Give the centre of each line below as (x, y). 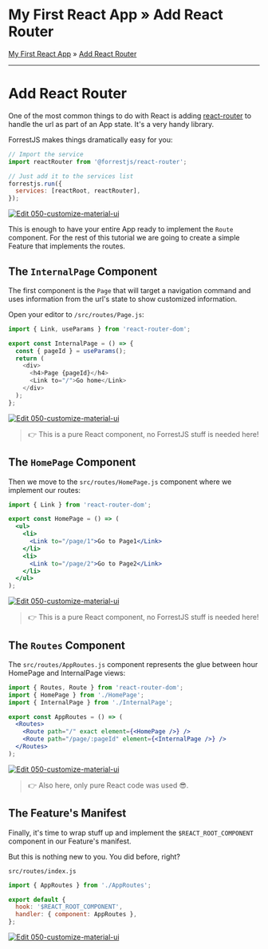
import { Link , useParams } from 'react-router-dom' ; (100, 329)
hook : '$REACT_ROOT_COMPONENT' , (69, 907)
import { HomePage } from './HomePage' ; (77, 695)
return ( (30, 358)
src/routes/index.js (43, 871)
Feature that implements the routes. (67, 246)
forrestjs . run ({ (35, 184)
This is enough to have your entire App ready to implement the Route (121, 229)
